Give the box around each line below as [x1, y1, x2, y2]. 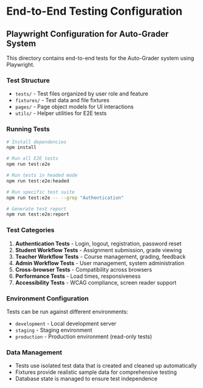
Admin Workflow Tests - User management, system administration [15, 259, 185, 267]
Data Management [6, 348, 63, 356]
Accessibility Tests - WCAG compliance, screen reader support [15, 278, 177, 286]
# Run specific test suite [6, 188, 75, 195]
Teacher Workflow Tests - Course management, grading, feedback [15, 253, 186, 260]
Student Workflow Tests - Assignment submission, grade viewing [15, 246, 182, 253]
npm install [6, 144, 37, 151]
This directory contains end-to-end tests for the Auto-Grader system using [6, 54, 194, 62]
